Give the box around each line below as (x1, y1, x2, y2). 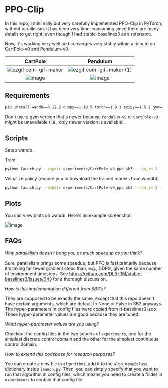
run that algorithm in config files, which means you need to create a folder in (5, 371, 163, 377)
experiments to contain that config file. (5, 376, 84, 382)
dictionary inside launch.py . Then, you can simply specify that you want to (5, 366, 158, 372)
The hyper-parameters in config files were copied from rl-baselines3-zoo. (5, 306, 158, 312)
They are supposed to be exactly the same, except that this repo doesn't (5, 295, 155, 301)
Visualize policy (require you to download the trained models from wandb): (5, 176, 159, 182)
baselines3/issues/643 (5, 276, 52, 282)
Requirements (5, 91, 50, 100)
